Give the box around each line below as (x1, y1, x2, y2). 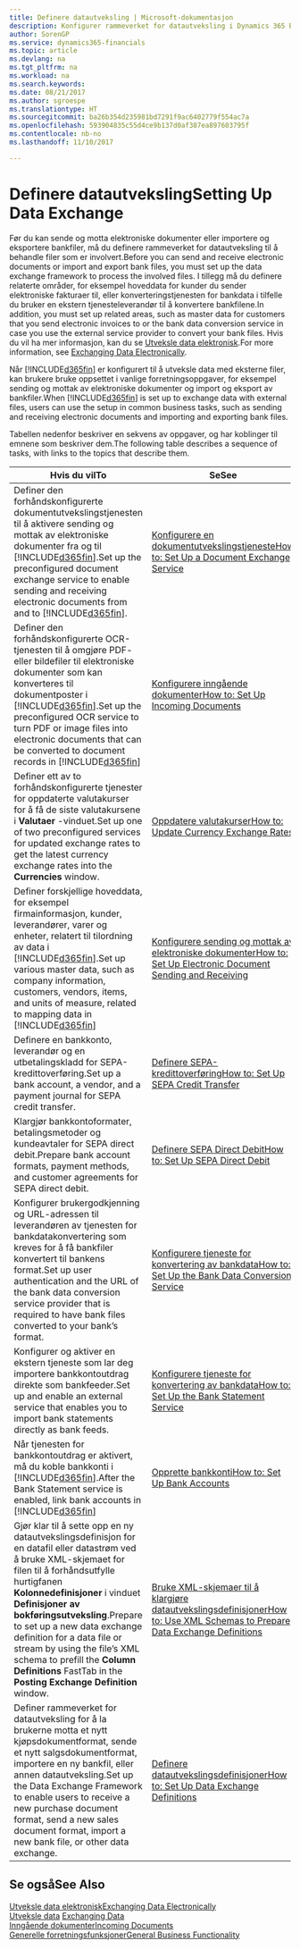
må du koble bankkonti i (13, 1460, 114, 1473)
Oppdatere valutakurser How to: (151, 814, 284, 827)
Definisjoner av (13, 1597, 80, 1609)
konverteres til (13, 676, 74, 689)
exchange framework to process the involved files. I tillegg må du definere (9, 270, 283, 281)
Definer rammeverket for (13, 1701, 118, 1714)
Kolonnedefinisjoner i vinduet (13, 1586, 141, 1599)
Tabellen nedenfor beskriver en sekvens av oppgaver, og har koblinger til (9, 428, 279, 439)
